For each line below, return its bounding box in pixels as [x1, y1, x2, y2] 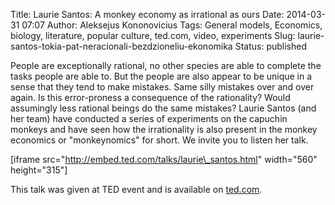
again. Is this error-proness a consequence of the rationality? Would [10, 92, 291, 103]
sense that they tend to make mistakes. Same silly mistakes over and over [10, 81, 315, 93]
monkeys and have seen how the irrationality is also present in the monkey [10, 124, 318, 135]
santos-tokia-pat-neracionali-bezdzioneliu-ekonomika [10, 40, 233, 52]
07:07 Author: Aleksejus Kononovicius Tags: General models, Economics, [21, 19, 323, 31]
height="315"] [10, 164, 68, 176]
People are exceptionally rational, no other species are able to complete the [10, 60, 322, 71]
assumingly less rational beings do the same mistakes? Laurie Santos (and [10, 102, 317, 114]
